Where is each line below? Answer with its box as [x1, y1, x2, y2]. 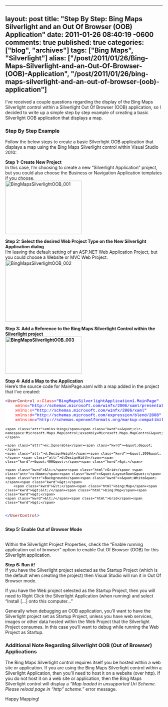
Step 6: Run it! [5, 562, 35, 568]
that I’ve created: [5, 389, 40, 395]
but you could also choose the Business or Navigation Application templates [5, 170, 162, 176]
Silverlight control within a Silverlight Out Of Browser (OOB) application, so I [5, 104, 161, 110]
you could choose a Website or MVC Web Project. [5, 254, 108, 260]
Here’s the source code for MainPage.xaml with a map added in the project [5, 383, 159, 389]
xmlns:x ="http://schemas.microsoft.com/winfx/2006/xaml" [14, 408, 147, 414]
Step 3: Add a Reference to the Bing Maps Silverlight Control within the [5, 326, 155, 332]
